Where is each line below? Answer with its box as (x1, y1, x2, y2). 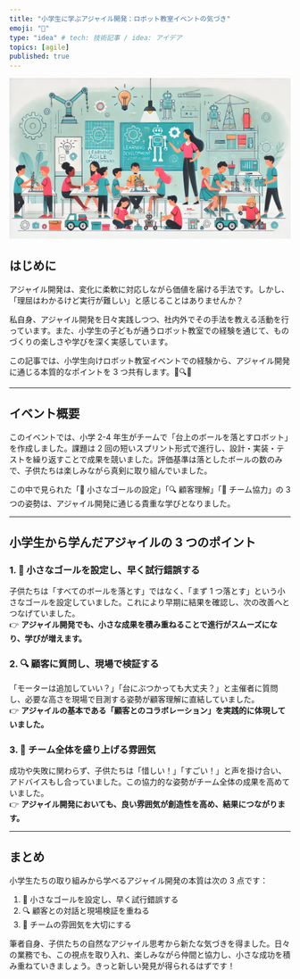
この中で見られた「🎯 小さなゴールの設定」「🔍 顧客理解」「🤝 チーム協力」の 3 (9, 484, 291, 494)
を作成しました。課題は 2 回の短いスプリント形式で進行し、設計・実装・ (9, 443, 277, 453)
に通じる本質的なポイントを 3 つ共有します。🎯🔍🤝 (9, 366, 192, 377)
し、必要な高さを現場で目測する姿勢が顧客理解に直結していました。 (9, 693, 260, 704)
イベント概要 (9, 406, 80, 421)
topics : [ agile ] (9, 43, 70, 52)
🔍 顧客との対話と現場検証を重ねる (21, 905, 150, 916)
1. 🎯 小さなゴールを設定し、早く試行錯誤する (9, 563, 201, 576)
